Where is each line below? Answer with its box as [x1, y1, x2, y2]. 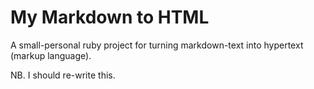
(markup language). [10, 49, 92, 61]
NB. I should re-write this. [10, 69, 116, 81]
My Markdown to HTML [10, 6, 210, 29]
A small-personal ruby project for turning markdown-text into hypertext [10, 39, 304, 51]
